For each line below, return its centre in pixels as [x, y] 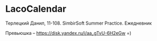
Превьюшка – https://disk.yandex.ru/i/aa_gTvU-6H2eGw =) [68, 33]
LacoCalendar [36, 9]
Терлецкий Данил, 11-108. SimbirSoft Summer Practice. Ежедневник [79, 23]
